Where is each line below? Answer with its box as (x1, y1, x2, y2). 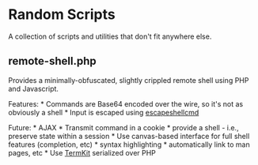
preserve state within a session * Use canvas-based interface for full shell (8, 131, 250, 141)
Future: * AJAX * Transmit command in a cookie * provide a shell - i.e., (8, 122, 239, 132)
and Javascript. (8, 84, 59, 93)
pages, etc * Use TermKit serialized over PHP (8, 148, 157, 157)
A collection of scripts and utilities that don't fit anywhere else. (8, 32, 212, 41)
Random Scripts (8, 6, 116, 24)
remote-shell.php (8, 54, 97, 68)
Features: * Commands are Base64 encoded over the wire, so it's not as (8, 99, 244, 108)
